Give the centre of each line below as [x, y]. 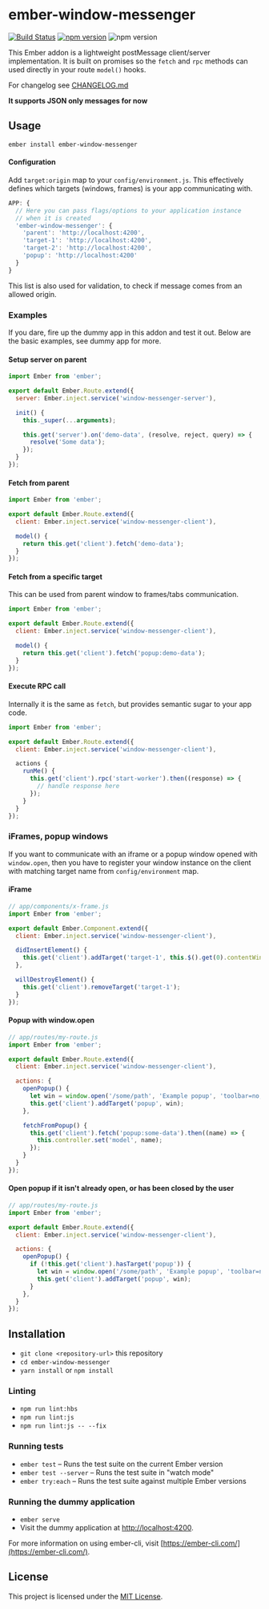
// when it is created [53, 218]
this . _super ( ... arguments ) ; [69, 420]
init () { [30, 412]
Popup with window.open [51, 1020]
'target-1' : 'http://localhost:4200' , [87, 241]
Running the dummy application [72, 1501]
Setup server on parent [48, 360]
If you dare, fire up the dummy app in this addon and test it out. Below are [130, 332]
